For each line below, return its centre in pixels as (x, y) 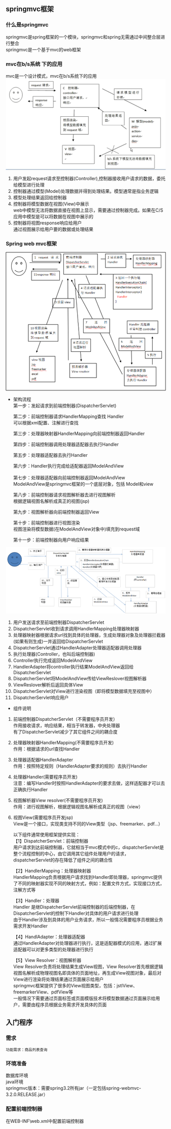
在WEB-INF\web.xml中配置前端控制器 (45, 1121)
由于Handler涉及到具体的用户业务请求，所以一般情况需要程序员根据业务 (88, 920)
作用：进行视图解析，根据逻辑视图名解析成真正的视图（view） (78, 807)
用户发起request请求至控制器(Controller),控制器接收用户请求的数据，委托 (89, 178)
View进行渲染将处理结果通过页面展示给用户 (58, 979)
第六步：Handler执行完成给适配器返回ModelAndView (68, 466)
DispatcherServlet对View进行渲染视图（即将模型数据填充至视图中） (84, 691)
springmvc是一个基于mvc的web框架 (43, 49)
